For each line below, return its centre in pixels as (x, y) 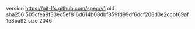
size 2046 (40, 21)
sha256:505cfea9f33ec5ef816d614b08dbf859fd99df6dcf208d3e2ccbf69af (97, 14)
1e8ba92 (17, 21)
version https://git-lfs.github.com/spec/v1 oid (60, 8)
